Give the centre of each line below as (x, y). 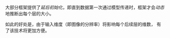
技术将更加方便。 (32, 30)
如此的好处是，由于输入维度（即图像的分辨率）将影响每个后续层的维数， (80, 24)
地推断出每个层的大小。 (30, 13)
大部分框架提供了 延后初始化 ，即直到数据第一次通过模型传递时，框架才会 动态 (85, 7)
